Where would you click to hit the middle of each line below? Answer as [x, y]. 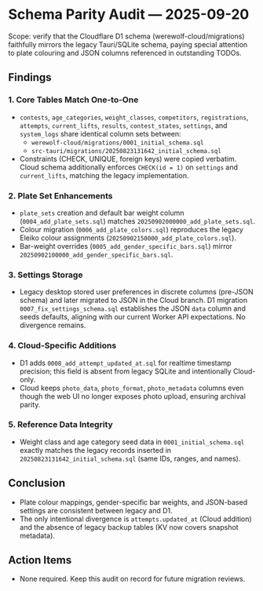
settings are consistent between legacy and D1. [96, 510]
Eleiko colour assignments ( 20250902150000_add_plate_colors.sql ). [128, 238]
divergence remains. [53, 325]
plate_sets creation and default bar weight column [102, 213]
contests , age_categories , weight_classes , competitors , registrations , [134, 117]
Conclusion [37, 483]
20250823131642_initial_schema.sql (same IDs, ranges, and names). [130, 458]
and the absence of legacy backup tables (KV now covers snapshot [129, 527]
